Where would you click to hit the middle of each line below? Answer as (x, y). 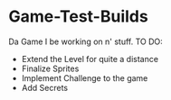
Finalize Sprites (50, 68)
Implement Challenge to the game (85, 77)
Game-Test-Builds (78, 17)
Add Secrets (45, 87)
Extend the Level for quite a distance (90, 59)
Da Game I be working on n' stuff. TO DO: (86, 41)
